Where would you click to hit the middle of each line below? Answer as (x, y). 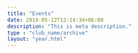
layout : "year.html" (37, 39)
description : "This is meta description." (69, 26)
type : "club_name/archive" (48, 33)
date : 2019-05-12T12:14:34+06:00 (55, 20)
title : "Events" (31, 13)
